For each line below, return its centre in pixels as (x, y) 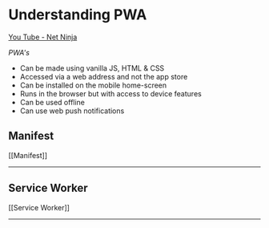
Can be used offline (52, 102)
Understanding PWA (78, 15)
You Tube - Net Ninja (43, 37)
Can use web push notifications (72, 111)
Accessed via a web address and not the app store (104, 76)
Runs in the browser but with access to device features (110, 93)
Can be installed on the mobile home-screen (93, 85)
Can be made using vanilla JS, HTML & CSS (92, 68)
